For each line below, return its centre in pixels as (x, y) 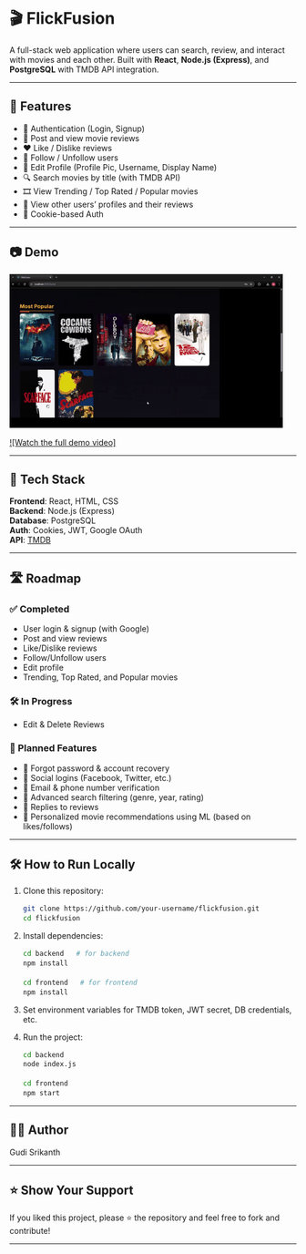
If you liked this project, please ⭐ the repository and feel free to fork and (145, 1218)
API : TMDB (31, 540)
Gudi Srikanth (35, 1152)
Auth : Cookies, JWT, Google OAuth (76, 530)
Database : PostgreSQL (53, 520)
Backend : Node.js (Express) (62, 511)
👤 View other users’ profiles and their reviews (108, 204)
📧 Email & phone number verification (91, 787)
